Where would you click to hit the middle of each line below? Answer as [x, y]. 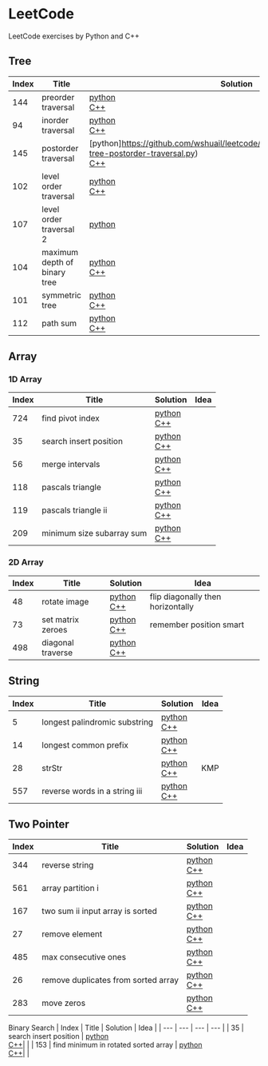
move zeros [64, 1003]
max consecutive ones [84, 957]
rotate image [65, 601]
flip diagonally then [185, 597]
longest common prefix [85, 745]
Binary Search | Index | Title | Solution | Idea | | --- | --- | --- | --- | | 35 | [126, 1028]
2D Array [26, 562]
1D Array [25, 379]
